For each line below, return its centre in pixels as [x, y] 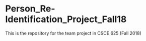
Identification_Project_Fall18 [66, 19]
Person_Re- [30, 9]
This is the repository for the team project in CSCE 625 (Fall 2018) [74, 33]
